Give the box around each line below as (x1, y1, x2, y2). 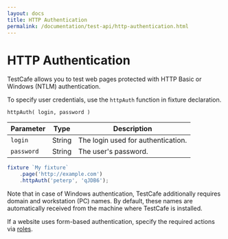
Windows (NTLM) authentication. (7, 82, 101, 91)
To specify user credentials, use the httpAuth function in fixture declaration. (7, 95, 222, 104)
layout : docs (7, 10, 45, 17)
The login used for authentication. (78, 135, 187, 145)
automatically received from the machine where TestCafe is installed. (7, 204, 203, 212)
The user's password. (78, 147, 149, 157)
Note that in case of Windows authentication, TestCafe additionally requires (7, 190, 221, 198)
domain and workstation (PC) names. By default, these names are (7, 196, 194, 205)
